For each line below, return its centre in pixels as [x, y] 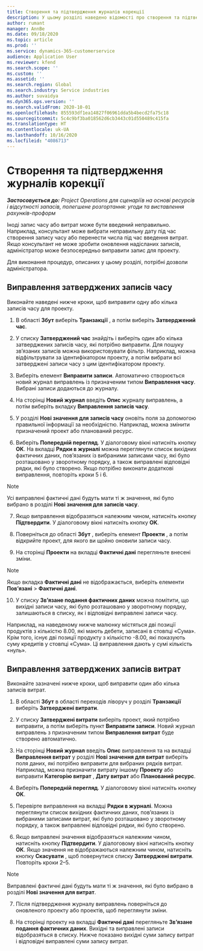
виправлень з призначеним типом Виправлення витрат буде [95, 733]
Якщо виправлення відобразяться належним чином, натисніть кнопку [106, 516]
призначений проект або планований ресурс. [74, 431]
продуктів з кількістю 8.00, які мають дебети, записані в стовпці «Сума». [101, 631]
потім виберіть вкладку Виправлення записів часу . [83, 406]
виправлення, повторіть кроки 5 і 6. [61, 475]
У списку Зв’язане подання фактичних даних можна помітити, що [102, 600]
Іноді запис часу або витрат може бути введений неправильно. [89, 224]
